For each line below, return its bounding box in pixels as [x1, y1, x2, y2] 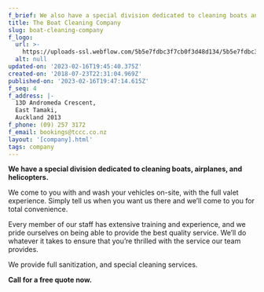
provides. [8, 245, 39, 254]
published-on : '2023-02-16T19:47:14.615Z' [8, 77, 149, 85]
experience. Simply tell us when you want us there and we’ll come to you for [8, 196, 255, 206]
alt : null [15, 56, 47, 64]
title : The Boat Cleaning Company [8, 19, 122, 27]
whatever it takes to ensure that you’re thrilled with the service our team [8, 236, 241, 246]
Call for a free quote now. [8, 276, 93, 285]
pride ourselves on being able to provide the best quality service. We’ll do [8, 228, 247, 238]
